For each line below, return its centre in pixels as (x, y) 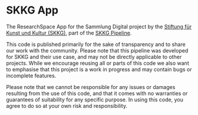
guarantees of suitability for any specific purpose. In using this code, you (95, 99)
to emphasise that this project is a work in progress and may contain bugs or (99, 69)
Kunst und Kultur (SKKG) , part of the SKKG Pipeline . (69, 32)
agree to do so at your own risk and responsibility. (67, 106)
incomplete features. (31, 75)
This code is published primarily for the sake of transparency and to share (96, 44)
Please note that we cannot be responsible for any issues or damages (91, 87)
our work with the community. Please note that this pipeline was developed (97, 50)
